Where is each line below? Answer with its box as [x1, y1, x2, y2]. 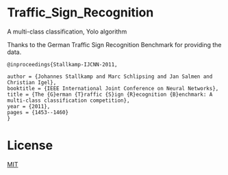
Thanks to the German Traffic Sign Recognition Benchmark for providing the [7, 40, 222, 49]
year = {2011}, [7, 103, 51, 110]
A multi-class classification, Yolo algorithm [7, 27, 127, 36]
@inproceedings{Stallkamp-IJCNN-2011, [7, 61, 118, 68]
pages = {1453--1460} [7, 109, 69, 116]
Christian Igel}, [7, 79, 57, 86]
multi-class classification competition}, [7, 97, 130, 104]
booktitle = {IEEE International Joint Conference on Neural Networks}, [7, 85, 219, 92]
